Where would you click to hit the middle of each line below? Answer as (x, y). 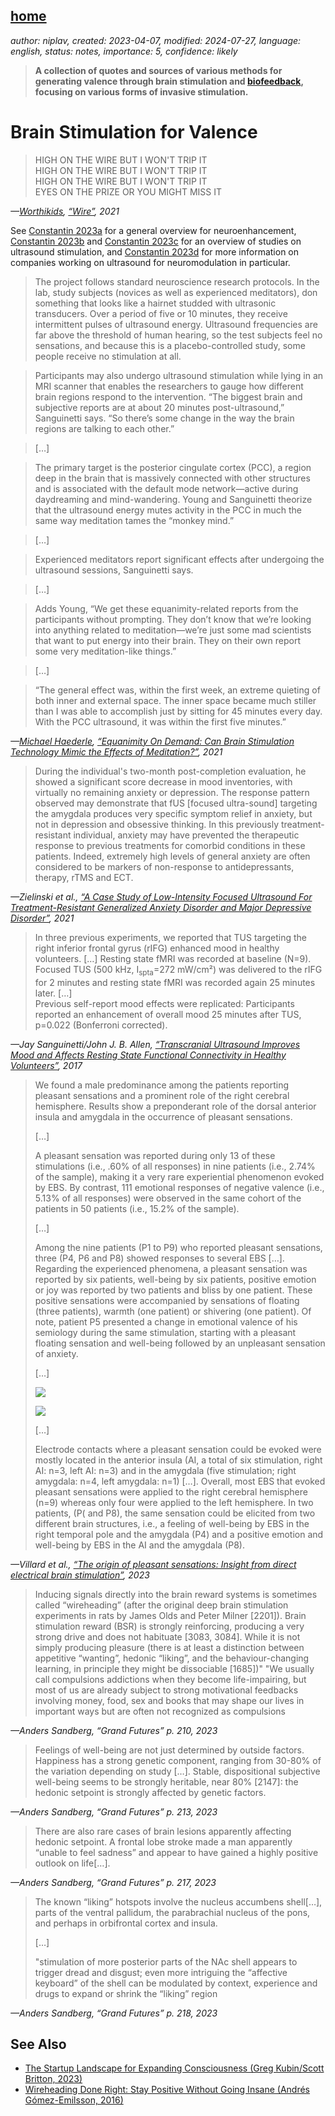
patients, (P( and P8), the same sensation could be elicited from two (175, 1513)
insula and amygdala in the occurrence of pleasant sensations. (163, 1116)
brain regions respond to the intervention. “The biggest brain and (168, 396)
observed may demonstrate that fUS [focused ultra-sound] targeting (176, 803)
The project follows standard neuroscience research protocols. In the (177, 281)
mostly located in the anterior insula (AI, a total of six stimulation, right (178, 1460)
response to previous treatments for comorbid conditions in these (170, 845)
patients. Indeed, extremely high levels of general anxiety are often (172, 856)
